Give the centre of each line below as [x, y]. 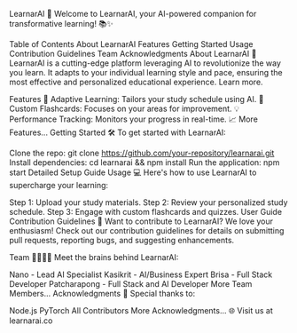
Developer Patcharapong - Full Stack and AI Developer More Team [131, 284]
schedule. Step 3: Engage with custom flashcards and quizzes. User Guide [145, 212]
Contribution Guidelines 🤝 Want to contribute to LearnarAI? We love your [141, 221]
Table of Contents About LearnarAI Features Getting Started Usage [131, 44]
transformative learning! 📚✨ [61, 24]
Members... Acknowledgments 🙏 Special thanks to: [102, 293]
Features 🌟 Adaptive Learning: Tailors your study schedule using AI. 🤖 [137, 99]
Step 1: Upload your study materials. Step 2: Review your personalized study [148, 202]
